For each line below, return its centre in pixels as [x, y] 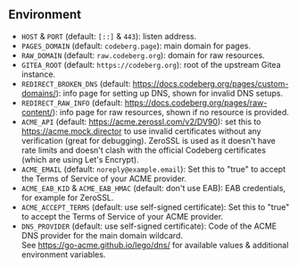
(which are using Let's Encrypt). [80, 159]
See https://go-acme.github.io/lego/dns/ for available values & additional [155, 245]
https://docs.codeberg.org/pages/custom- [211, 83]
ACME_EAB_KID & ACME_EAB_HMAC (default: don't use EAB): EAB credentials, [153, 188]
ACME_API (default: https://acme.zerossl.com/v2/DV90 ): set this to [141, 121]
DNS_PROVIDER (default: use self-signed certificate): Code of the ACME [149, 226]
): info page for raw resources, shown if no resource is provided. [170, 112]
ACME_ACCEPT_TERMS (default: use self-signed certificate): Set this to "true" [155, 207]
